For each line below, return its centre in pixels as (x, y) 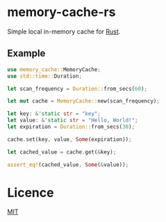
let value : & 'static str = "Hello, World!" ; (73, 120)
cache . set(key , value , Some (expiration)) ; (69, 139)
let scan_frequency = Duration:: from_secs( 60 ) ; (77, 89)
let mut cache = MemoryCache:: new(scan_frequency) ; (83, 101)
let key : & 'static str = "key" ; (54, 114)
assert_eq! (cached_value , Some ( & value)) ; (68, 165)
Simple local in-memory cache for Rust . (64, 31)
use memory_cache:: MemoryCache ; (54, 69)
